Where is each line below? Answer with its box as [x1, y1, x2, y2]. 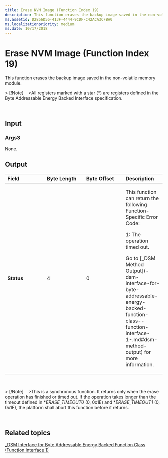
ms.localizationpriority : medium [5, 21, 75, 27]
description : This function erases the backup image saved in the [5, 12, 146, 17]
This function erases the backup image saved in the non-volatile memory [5, 75, 156, 81]
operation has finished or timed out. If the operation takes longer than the [5, 394, 156, 400]
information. [125, 361, 154, 368]
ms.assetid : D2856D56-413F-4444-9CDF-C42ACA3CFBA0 [5, 17, 113, 22]
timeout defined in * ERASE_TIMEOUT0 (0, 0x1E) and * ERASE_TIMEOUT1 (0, [5, 399, 160, 405]
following [125, 201, 147, 208]
